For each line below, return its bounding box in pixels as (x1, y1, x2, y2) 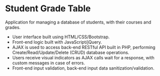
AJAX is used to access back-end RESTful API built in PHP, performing (12, 44, 156, 50)
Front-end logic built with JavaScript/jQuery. (12, 39, 102, 45)
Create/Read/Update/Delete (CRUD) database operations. (12, 50, 130, 55)
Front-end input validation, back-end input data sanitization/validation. (12, 65, 155, 71)
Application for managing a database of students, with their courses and (5, 19, 151, 25)
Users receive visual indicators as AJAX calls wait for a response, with (12, 54, 155, 60)
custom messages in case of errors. (12, 60, 85, 66)
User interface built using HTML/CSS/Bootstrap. (12, 34, 110, 40)
